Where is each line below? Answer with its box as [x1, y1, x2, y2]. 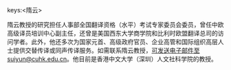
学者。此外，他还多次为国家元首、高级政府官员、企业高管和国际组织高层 [12, 38, 218, 46]
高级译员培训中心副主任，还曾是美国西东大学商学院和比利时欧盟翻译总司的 [7, 30, 218, 37]
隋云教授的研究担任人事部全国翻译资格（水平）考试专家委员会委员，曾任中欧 [7, 21, 224, 29]
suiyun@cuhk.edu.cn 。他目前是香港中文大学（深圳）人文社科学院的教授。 [7, 55, 218, 63]
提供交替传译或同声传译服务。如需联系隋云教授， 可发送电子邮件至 [12, 47, 200, 54]
